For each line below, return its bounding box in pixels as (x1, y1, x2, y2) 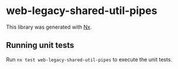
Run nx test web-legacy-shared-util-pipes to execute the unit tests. (6, 56, 173, 63)
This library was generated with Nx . (6, 23, 92, 30)
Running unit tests (6, 40, 74, 50)
